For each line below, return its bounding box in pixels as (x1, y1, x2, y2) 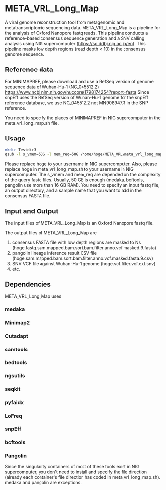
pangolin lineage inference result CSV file (12, 250, 97, 256)
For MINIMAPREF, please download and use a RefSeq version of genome (5, 78, 154, 84)
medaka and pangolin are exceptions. (5, 480, 82, 486)
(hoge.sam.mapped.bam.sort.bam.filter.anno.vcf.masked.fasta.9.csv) (12, 255, 153, 261)
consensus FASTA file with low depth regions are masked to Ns (12, 239, 141, 246)
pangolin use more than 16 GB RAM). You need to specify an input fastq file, (5, 182, 160, 188)
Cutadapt (5, 332, 28, 339)
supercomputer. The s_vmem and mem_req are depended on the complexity (5, 172, 161, 178)
